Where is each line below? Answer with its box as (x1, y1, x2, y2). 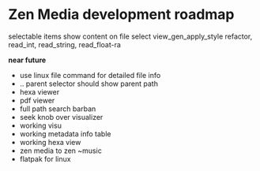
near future (8, 55, 47, 65)
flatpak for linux (19, 154, 71, 163)
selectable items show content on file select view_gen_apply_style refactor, (8, 32, 253, 41)
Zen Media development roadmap (8, 6, 235, 24)
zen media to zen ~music (19, 146, 103, 155)
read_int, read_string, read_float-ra (8, 39, 121, 49)
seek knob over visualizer (19, 112, 104, 121)
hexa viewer (19, 87, 60, 96)
